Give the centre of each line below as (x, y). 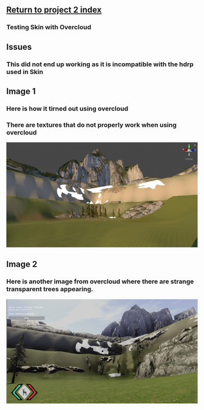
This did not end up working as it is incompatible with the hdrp (100, 64)
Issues (19, 47)
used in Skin (25, 72)
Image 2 (22, 264)
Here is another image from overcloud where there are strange (100, 281)
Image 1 (21, 91)
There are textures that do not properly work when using (92, 125)
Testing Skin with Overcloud (49, 27)
